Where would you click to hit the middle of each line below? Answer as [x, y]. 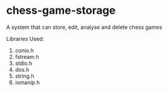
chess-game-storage [61, 11]
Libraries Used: [25, 38]
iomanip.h [27, 82]
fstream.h [27, 57]
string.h [24, 76]
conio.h [24, 50]
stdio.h [24, 63]
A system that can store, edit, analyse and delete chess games [84, 27]
